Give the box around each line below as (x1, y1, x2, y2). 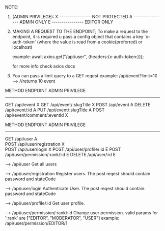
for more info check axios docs (12, 64, 75, 69)
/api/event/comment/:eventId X (5, 112, 68, 118)
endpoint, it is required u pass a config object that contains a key (12, 34, 144, 39)
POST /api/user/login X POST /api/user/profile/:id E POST (5, 146, 121, 152)
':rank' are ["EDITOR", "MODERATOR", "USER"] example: (5, 215, 120, 221)
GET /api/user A (5, 136, 38, 142)
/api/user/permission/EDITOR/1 (5, 220, 68, 226)
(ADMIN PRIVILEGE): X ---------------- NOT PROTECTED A (12, 14, 133, 19)
